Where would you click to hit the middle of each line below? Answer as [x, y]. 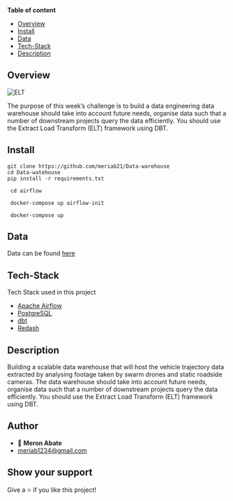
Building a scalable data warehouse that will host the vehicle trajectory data [116, 367]
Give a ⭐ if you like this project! [52, 490]
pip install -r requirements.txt [56, 178]
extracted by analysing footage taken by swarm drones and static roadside [115, 374]
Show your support [50, 473]
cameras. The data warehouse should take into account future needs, [107, 382]
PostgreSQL [35, 313]
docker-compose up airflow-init [57, 203]
